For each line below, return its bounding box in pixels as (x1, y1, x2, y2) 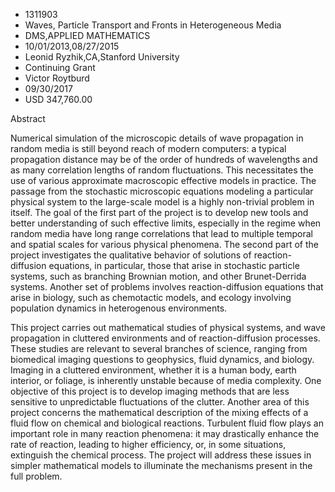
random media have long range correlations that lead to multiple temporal (10, 228, 313, 239)
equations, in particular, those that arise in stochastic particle (48, 260, 300, 271)
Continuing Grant (24, 62, 96, 73)
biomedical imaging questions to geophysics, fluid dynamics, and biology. (10, 354, 315, 365)
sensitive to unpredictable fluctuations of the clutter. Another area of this (10, 396, 310, 408)
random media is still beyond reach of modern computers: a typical (10, 143, 287, 154)
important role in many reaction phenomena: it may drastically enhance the (10, 428, 320, 439)
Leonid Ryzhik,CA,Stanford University (24, 51, 180, 63)
